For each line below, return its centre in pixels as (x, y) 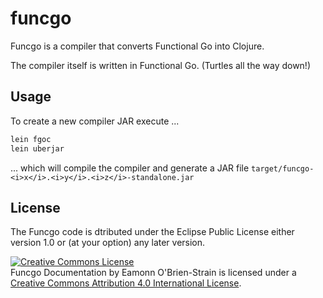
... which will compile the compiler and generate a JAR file (130, 168)
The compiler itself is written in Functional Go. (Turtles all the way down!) (161, 65)
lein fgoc (31, 139)
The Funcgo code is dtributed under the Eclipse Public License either (152, 232)
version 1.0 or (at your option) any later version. (108, 243)
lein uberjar (37, 148)
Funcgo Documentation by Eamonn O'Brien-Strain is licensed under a (153, 273)
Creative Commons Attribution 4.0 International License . (126, 283)
